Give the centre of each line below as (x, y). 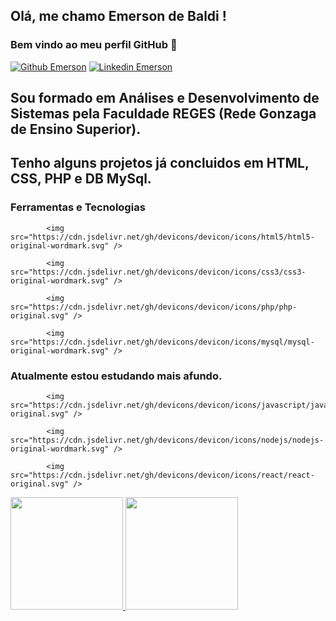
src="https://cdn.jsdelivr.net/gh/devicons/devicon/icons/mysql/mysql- (162, 342)
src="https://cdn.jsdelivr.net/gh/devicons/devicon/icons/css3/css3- (158, 272)
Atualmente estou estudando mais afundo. (116, 376)
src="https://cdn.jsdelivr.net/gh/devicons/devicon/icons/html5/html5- (162, 237)
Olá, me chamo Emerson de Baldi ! (118, 16)
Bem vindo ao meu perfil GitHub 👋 (94, 45)
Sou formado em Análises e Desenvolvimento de (165, 98)
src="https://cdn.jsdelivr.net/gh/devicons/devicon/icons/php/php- (154, 307)
